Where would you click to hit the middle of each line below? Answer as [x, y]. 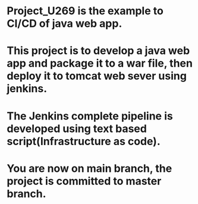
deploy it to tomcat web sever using [97, 76]
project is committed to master [84, 181]
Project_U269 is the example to [85, 11]
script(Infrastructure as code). [84, 141]
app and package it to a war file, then [100, 63]
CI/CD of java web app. [65, 23]
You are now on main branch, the [89, 168]
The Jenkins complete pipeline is [90, 116]
